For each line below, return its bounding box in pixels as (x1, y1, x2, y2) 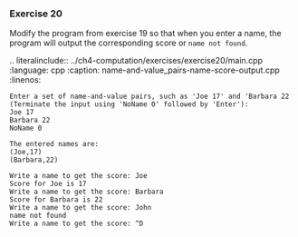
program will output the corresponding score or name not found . (9, 37, 248, 48)
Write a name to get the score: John (9, 203, 152, 212)
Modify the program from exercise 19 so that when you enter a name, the (9, 28, 283, 39)
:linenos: (9, 74, 42, 85)
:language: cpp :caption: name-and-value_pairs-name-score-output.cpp (9, 64, 281, 75)
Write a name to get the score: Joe (9, 172, 148, 181)
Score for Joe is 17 (9, 180, 88, 189)
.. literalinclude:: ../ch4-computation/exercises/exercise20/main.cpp (9, 55, 263, 66)
